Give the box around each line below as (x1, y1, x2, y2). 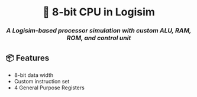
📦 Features (5, 53, 50, 63)
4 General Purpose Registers (14, 84, 85, 91)
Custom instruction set (14, 77, 70, 85)
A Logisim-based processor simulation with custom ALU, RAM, (6, 27, 192, 35)
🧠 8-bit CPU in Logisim (43, 5, 155, 19)
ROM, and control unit (66, 34, 131, 42)
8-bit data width (14, 71, 54, 79)
